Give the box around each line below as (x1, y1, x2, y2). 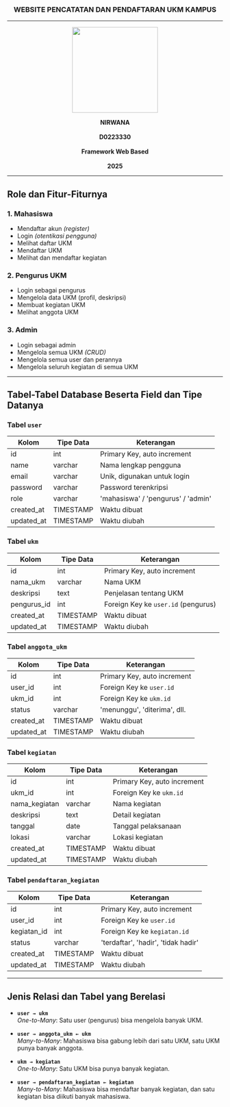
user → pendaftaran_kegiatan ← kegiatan (16, 1079, 134, 1086)
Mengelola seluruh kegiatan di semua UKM (16, 362, 138, 371)
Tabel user (7, 420, 42, 430)
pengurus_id (10, 599, 51, 609)
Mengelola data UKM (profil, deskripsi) (16, 293, 127, 302)
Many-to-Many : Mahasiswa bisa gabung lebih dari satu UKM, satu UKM (16, 1036, 220, 1045)
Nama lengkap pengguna (100, 460, 181, 470)
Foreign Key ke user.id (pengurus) (103, 599, 217, 609)
